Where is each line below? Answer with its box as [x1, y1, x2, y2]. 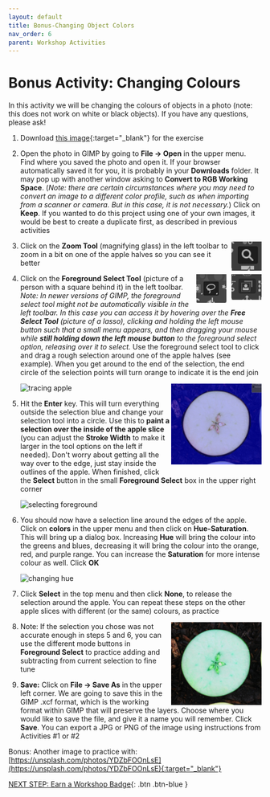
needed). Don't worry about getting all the [19, 450, 159, 460]
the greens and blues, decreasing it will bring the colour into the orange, [19, 541, 260, 550]
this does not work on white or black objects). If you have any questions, [8, 109, 249, 119]
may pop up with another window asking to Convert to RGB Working [19, 174, 248, 184]
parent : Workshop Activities [8, 39, 106, 47]
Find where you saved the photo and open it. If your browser [19, 157, 221, 167]
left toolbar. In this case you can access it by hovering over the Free [19, 308, 247, 317]
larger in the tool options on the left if [19, 442, 143, 452]
